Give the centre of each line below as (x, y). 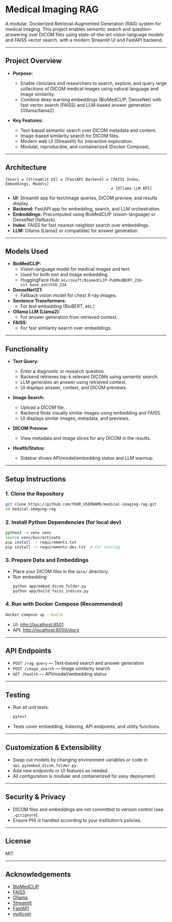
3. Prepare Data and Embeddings (47, 560)
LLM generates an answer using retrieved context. (73, 382)
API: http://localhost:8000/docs (46, 630)
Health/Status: (29, 448)
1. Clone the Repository (35, 494)
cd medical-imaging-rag (31, 509)
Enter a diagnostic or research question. (62, 371)
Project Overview (34, 61)
